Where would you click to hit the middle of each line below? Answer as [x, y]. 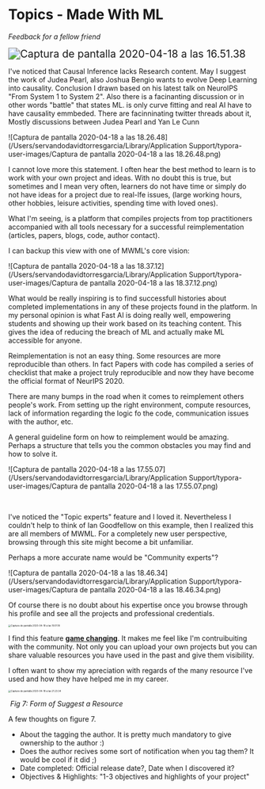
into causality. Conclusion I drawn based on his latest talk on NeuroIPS [123, 88]
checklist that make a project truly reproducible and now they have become [131, 372]
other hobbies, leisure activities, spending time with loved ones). [113, 203]
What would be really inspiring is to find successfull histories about [117, 298]
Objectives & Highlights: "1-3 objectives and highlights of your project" [134, 777]
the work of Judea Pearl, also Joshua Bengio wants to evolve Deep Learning [133, 79]
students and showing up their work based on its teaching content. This [125, 324]
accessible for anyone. [45, 340]
